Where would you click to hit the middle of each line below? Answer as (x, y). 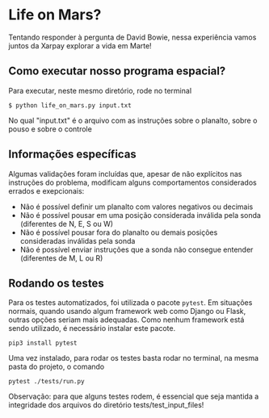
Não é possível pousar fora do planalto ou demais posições (119, 232)
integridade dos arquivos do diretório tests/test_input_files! (106, 405)
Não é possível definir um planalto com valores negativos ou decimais (137, 207)
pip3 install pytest (43, 343)
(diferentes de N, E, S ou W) (67, 224)
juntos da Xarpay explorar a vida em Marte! (80, 45)
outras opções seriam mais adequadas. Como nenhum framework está (126, 320)
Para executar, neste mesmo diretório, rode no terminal (100, 90)
